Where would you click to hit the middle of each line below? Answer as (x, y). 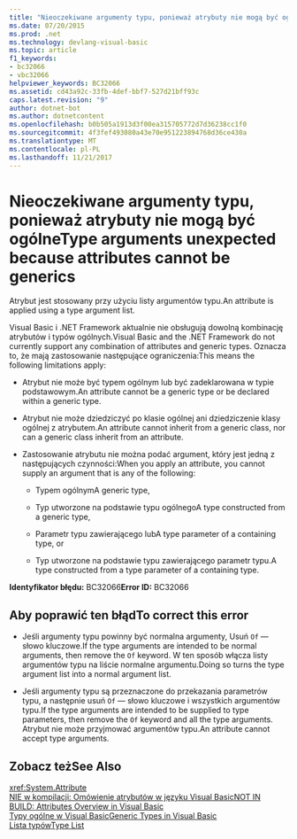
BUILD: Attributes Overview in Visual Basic (87, 806)
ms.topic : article (43, 50)
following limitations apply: (58, 365)
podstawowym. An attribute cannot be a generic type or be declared (145, 392)
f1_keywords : (33, 58)
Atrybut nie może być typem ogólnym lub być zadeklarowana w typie (148, 383)
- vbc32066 (29, 75)
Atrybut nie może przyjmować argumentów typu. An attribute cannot (146, 729)
